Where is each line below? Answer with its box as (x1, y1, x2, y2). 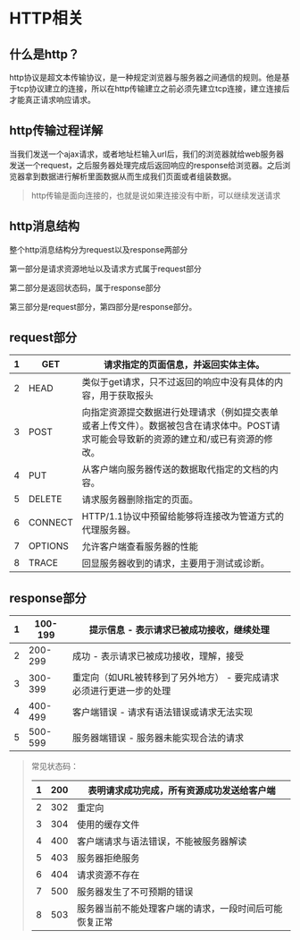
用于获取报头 (99, 389, 154, 402)
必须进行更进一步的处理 (72, 685, 171, 697)
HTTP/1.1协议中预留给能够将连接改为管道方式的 (81, 510, 284, 523)
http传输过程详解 (9, 123, 104, 139)
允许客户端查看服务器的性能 (81, 541, 199, 553)
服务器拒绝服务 (77, 852, 140, 865)
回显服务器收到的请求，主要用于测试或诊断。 (81, 557, 271, 569)
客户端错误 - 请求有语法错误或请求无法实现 (72, 706, 254, 719)
